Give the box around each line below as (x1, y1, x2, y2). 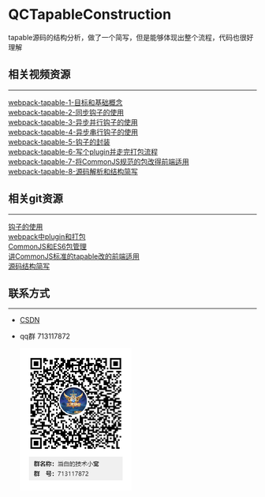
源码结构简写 (8, 261, 50, 271)
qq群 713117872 (19, 331, 71, 341)
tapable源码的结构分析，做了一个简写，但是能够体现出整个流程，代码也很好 (8, 32, 254, 42)
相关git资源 (8, 192, 63, 206)
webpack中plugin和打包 (8, 231, 86, 241)
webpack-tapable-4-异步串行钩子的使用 (8, 127, 139, 136)
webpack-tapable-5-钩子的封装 (8, 136, 110, 147)
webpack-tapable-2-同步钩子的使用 (8, 107, 125, 117)
